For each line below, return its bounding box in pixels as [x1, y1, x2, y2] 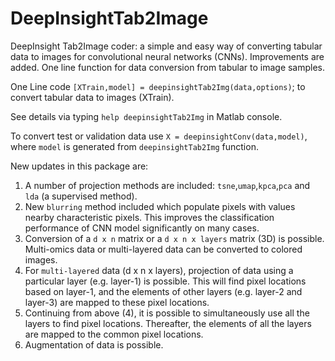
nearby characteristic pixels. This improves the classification [24, 211, 275, 223]
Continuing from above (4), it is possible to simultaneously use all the [24, 307, 310, 319]
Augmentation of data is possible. [24, 338, 164, 351]
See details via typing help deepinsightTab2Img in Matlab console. [10, 110, 283, 122]
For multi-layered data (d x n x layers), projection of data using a [24, 264, 294, 276]
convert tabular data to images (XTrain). [10, 91, 175, 103]
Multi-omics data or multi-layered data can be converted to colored [24, 243, 303, 255]
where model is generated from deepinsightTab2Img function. [10, 140, 259, 152]
